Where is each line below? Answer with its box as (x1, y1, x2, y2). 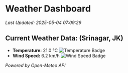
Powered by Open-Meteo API (5, 62, 66, 68)
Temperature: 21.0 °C (12, 47, 58, 53)
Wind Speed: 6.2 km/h (12, 52, 60, 58)
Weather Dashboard (5, 3, 91, 14)
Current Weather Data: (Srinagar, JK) (5, 34, 124, 42)
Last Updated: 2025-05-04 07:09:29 (5, 19, 82, 25)
